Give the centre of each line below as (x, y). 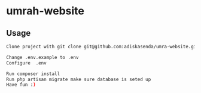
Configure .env (26, 63)
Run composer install (33, 74)
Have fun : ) (21, 85)
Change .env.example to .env (42, 57)
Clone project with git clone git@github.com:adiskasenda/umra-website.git (103, 46)
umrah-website (45, 11)
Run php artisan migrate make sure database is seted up (79, 79)
